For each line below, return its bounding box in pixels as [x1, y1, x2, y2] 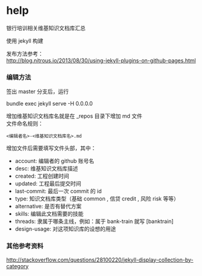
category [6, 262, 29, 269]
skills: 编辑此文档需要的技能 [14, 210, 84, 217]
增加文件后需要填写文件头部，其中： [6, 144, 96, 152]
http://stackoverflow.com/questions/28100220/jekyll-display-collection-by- [6, 256, 194, 263]
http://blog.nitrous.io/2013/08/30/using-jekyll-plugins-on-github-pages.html [6, 57, 196, 64]
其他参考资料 [6, 242, 44, 251]
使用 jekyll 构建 [6, 37, 43, 44]
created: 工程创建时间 [14, 173, 69, 180]
